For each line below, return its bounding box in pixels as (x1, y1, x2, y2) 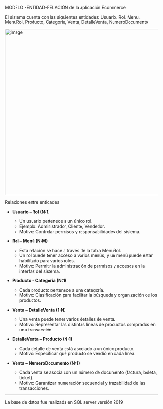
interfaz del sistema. (19, 268, 60, 274)
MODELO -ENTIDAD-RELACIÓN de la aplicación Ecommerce (5, 5, 126, 10)
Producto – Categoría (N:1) (12, 278, 66, 283)
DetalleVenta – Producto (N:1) (12, 336, 73, 342)
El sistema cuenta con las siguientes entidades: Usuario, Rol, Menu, (5, 14, 140, 19)
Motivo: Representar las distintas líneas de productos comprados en (19, 322, 156, 327)
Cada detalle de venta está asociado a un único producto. (19, 346, 135, 351)
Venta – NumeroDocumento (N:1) (12, 360, 80, 366)
